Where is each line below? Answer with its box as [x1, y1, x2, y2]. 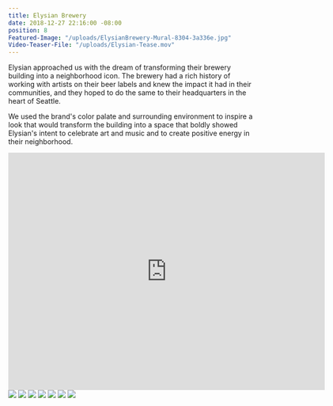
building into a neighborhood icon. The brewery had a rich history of [8, 71, 231, 81]
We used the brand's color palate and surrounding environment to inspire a [8, 112, 253, 121]
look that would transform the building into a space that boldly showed [8, 120, 238, 130]
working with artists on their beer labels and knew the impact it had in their [8, 80, 252, 89]
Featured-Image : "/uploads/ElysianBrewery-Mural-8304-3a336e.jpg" [8, 33, 232, 42]
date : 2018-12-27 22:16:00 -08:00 [8, 19, 123, 27]
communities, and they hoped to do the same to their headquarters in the [8, 88, 247, 97]
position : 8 [8, 26, 47, 34]
